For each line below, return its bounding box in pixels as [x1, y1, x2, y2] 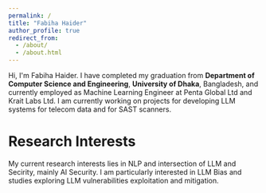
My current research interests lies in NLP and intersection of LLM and [8, 159, 237, 168]
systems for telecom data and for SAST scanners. [8, 104, 172, 114]
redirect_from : [8, 33, 59, 42]
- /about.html [15, 49, 62, 57]
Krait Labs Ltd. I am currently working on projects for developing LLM [8, 96, 237, 105]
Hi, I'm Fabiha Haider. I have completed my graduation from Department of [8, 71, 255, 80]
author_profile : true [8, 26, 80, 34]
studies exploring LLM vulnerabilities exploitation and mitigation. [8, 175, 219, 185]
